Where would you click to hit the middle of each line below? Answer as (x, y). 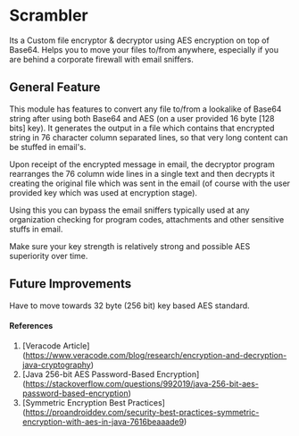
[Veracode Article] (56, 346)
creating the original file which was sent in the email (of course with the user (150, 183)
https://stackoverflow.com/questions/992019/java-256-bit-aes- (142, 383)
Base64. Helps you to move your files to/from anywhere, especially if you (144, 49)
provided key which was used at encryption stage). (104, 192)
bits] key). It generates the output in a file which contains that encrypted (142, 128)
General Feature (55, 87)
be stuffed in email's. (48, 147)
